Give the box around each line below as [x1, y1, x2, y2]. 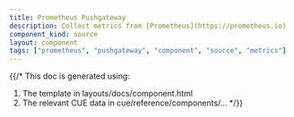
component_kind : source [9, 29, 99, 38]
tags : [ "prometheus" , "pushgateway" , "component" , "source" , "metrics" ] [9, 46, 287, 55]
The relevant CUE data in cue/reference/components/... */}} [22, 97, 244, 108]
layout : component [9, 38, 78, 47]
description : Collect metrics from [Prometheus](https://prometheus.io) [9, 21, 287, 30]
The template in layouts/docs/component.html [22, 88, 194, 99]
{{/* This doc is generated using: [9, 71, 130, 81]
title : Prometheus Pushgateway [9, 13, 126, 22]
